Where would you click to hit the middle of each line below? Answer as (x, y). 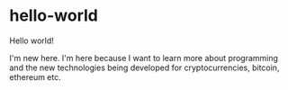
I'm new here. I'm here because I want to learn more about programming (144, 58)
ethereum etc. (35, 76)
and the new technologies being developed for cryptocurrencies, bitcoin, (144, 67)
